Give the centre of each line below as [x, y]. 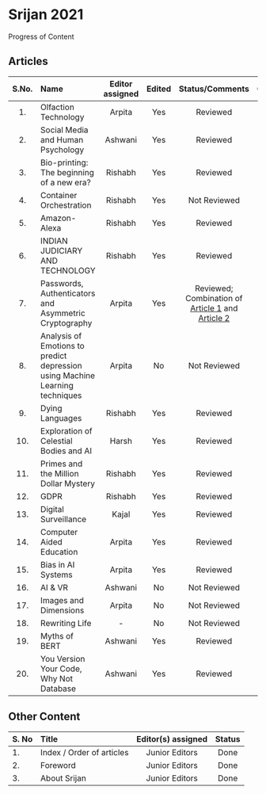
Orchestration [66, 205]
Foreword [59, 765]
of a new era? [66, 182]
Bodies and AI [66, 451]
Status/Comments [214, 89]
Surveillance [64, 519]
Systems [57, 575]
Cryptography [66, 323]
